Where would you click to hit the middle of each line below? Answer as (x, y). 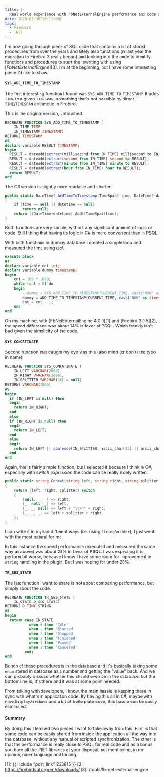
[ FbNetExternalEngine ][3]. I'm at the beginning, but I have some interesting (81, 67)
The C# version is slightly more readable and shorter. (59, 186)
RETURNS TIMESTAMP (24, 136)
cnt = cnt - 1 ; (38, 302)
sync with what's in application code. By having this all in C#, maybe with (79, 696)
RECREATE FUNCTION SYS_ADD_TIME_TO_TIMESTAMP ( (54, 123)
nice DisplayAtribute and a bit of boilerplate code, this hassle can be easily (81, 701)
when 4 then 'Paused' (51, 643)
